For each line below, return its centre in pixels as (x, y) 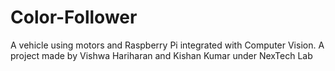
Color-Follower (74, 17)
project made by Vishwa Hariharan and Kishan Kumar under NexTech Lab (161, 55)
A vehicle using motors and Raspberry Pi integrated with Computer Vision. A (167, 45)
